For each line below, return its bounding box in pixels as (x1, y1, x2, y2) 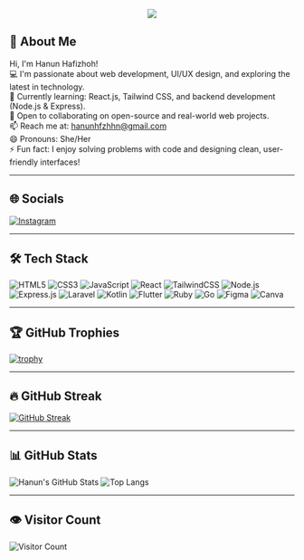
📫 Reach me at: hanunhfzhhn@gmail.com (9, 120, 167, 131)
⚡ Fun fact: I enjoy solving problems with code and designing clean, (9, 143, 261, 154)
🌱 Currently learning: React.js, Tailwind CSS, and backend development (9, 90, 276, 101)
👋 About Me (9, 34, 77, 50)
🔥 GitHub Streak (9, 388, 102, 403)
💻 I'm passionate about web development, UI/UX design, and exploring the (9, 68, 291, 79)
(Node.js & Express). (9, 100, 86, 111)
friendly (9, 157, 39, 167)
